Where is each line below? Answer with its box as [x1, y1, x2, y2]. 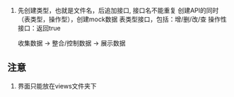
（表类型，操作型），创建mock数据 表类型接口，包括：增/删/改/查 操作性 [17, 15, 228, 23]
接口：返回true [17, 24, 62, 32]
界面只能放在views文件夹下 [17, 81, 97, 90]
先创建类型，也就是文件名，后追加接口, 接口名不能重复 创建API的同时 [17, 6, 219, 14]
